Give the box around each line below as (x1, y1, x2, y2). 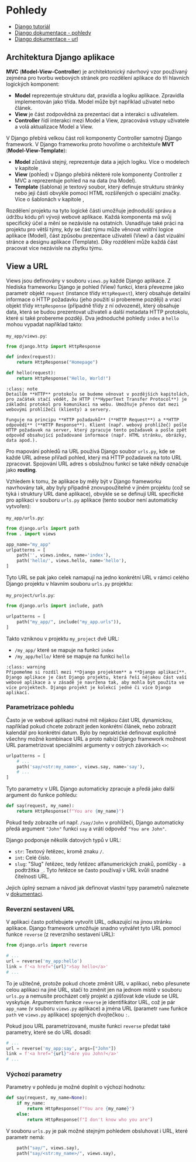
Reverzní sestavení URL (6, 905, 75, 913)
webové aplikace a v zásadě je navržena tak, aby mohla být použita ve (6, 679, 184, 685)
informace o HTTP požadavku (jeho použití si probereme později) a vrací (6, 296, 181, 303)
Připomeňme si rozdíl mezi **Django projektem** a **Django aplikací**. (6, 669, 187, 675)
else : (16, 1112, 30, 1117)
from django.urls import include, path (6, 603, 104, 609)
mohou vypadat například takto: (6, 320, 83, 327)
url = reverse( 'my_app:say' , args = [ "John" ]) (6, 1045, 116, 1051)
